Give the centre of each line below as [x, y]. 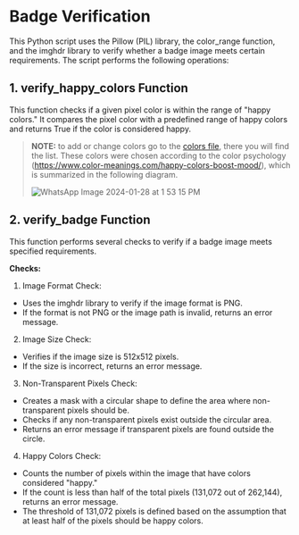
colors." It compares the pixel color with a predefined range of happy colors [149, 119]
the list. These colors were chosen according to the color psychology [158, 155]
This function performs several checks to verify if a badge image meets [141, 241]
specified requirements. [53, 251]
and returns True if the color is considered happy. [100, 129]
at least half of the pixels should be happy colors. [112, 521]
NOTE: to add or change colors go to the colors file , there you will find [160, 146]
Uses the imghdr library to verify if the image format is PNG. [133, 303]
